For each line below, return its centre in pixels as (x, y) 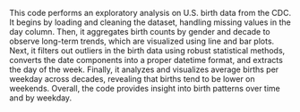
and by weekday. (41, 98)
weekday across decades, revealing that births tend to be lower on (132, 79)
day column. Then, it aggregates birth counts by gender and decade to (140, 32)
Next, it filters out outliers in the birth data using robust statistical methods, (147, 51)
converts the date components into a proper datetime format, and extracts (146, 60)
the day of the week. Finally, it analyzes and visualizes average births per (144, 69)
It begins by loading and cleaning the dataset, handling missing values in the (150, 22)
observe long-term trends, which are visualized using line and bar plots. (142, 41)
